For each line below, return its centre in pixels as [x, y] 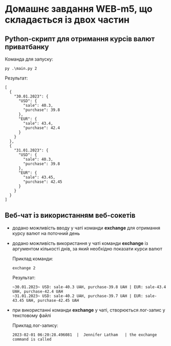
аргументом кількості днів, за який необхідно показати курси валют [87, 248]
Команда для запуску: [29, 59]
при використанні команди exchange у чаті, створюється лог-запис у [89, 310]
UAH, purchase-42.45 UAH [52, 300]
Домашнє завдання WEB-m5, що [79, 9]
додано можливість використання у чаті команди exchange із [80, 243]
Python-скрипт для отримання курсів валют [80, 39]
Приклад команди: [33, 258]
